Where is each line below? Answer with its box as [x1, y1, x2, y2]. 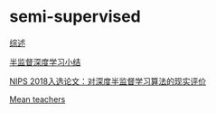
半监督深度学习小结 [9, 56, 81, 67]
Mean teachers [9, 93, 66, 105]
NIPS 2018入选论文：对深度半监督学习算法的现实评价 [9, 75, 206, 87]
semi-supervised [9, 6, 142, 27]
